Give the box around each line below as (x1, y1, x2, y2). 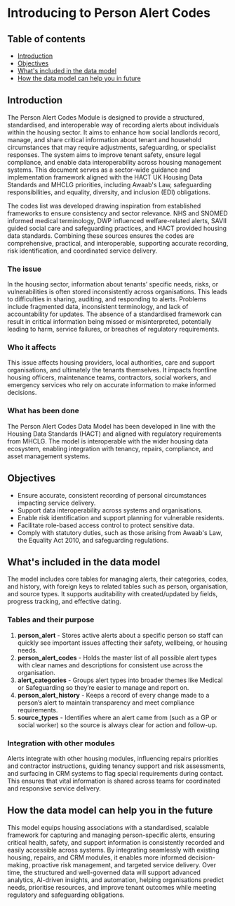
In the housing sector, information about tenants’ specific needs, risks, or (7, 280, 219, 289)
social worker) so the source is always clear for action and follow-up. (17, 720, 217, 729)
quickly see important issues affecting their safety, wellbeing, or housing (17, 638, 228, 647)
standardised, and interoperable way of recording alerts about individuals (7, 120, 220, 129)
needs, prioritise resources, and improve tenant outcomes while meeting (7, 883, 217, 891)
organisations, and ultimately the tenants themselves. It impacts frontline (7, 366, 217, 375)
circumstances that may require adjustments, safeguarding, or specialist (7, 143, 216, 151)
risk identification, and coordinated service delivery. (7, 246, 158, 255)
